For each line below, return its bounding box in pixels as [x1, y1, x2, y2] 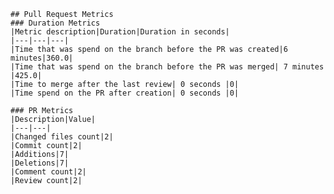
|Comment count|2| [10, 167, 87, 177]
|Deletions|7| [10, 158, 70, 168]
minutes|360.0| [10, 53, 74, 63]
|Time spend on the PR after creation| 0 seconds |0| [10, 88, 240, 98]
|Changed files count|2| [10, 132, 114, 142]
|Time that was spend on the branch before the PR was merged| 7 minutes [10, 62, 325, 72]
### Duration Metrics [10, 18, 101, 28]
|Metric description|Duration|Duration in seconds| [10, 27, 230, 37]
